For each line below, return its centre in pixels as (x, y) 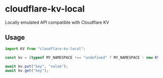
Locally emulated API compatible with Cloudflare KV (57, 22)
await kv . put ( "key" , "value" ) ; (37, 66)
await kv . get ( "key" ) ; (27, 71)
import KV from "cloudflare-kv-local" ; (45, 49)
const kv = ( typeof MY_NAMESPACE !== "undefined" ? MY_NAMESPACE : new (79, 57)
